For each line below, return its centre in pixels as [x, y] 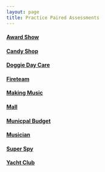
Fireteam [18, 79]
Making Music [25, 93]
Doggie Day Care [28, 65]
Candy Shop [22, 51]
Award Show [23, 37]
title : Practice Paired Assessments [53, 18]
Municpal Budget [28, 121]
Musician [18, 135]
